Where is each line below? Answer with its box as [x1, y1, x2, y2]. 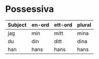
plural [77, 21, 91, 28]
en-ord [31, 21, 49, 28]
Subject [8, 21, 27, 28]
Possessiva [5, 3, 54, 15]
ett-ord [54, 21, 72, 28]
